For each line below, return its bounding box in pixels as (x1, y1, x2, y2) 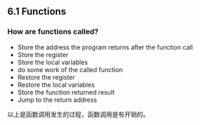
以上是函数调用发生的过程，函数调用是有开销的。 (7, 109, 149, 119)
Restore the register (17, 73, 75, 81)
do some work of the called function (17, 65, 123, 73)
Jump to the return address (17, 95, 97, 104)
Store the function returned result (17, 88, 115, 96)
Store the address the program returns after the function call (17, 42, 194, 52)
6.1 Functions (7, 6, 67, 18)
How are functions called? (7, 27, 99, 37)
